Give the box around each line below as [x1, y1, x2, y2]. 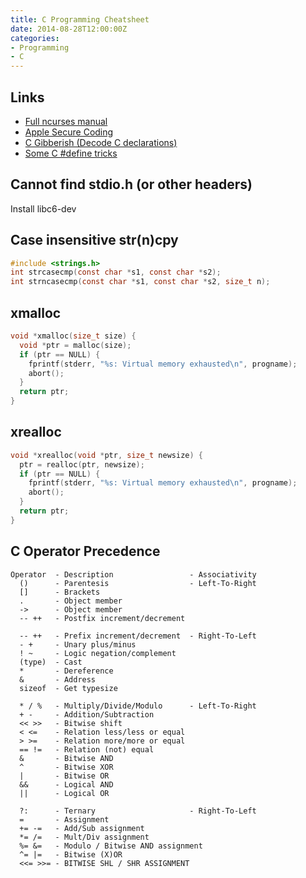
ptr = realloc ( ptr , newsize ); [19, 459, 145, 470]
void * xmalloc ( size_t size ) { [10, 331, 137, 341]
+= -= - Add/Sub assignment [19, 823, 145, 833]
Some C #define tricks [24, 147, 118, 159]
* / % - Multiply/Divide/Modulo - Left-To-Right [19, 701, 257, 711]
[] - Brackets [19, 587, 101, 597]
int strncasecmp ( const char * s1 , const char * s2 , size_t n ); [10, 277, 271, 287]
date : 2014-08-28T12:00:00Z [10, 24, 128, 34]
